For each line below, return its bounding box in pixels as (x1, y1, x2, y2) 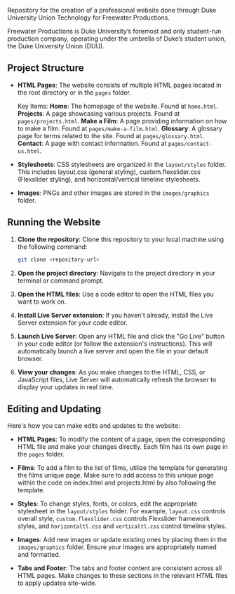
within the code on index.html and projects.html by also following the (17, 478, 217, 487)
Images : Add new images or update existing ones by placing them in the (17, 536, 227, 544)
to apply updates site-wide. (17, 579, 97, 588)
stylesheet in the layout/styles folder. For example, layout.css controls (17, 507, 226, 515)
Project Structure (7, 62, 84, 74)
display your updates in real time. (17, 382, 114, 391)
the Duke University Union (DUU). (7, 42, 105, 50)
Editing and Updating (7, 403, 102, 414)
